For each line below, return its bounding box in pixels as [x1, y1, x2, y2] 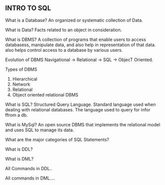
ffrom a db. [5, 112, 28, 118]
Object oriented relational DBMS [12, 92, 79, 97]
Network [12, 81, 31, 87]
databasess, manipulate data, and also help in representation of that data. [5, 42, 156, 48]
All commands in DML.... [5, 175, 55, 181]
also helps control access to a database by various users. [5, 47, 123, 53]
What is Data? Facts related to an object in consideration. [5, 27, 122, 33]
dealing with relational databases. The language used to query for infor [5, 106, 151, 112]
